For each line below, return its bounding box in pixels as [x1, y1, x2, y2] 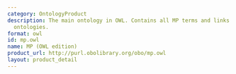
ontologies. [13, 23, 50, 30]
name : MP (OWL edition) [7, 43, 78, 50]
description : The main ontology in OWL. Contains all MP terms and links [7, 17, 230, 24]
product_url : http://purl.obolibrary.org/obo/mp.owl [7, 50, 167, 57]
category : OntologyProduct [7, 10, 87, 18]
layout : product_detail [7, 56, 78, 63]
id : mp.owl [7, 37, 40, 44]
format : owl [7, 30, 43, 37]
